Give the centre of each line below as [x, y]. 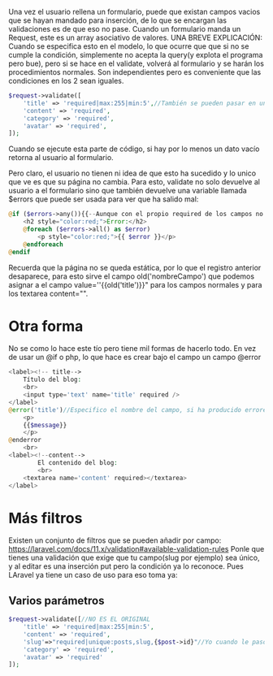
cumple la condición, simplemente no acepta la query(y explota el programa [136, 55]
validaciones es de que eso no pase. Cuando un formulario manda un [125, 29]
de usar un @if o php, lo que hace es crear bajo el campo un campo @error [135, 357]
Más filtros [45, 518]
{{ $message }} [45, 425]
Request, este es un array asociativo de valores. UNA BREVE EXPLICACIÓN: [135, 37]
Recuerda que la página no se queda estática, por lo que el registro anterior [135, 267]
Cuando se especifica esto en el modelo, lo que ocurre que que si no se [129, 46]
